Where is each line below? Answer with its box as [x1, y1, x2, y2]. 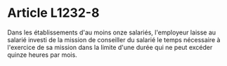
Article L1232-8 [7, 5, 100, 21]
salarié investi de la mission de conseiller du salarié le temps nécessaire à [7, 35, 221, 44]
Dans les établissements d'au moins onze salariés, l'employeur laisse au [7, 28, 216, 37]
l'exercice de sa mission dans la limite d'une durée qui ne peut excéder [7, 43, 213, 51]
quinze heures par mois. [7, 51, 77, 59]
